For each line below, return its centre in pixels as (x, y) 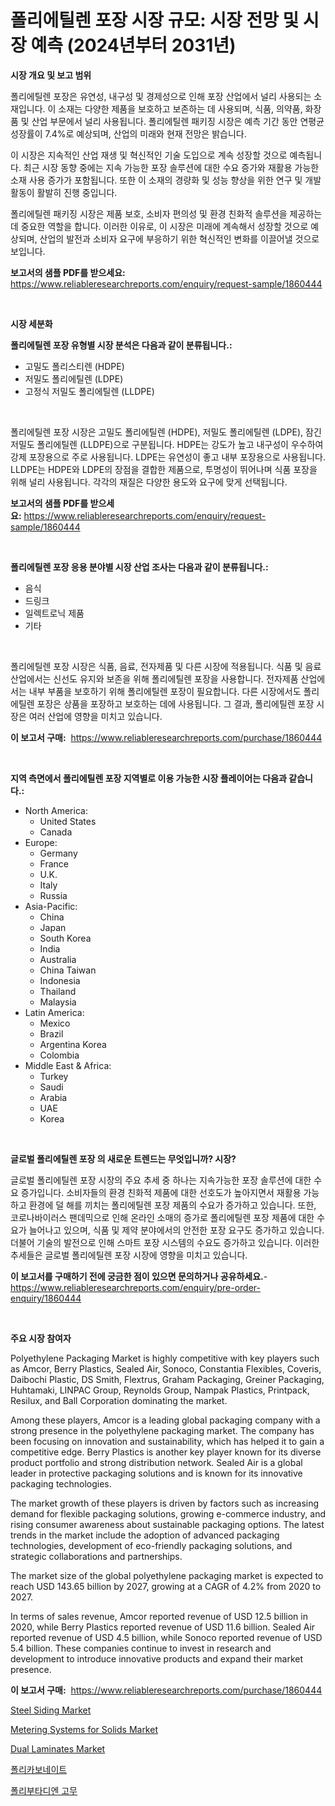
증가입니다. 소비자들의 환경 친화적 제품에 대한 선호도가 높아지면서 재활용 (161, 1192)
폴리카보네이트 (39, 1769)
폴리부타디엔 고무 (44, 1790)
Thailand (58, 991)
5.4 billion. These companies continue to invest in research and (141, 1648)
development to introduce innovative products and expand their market (157, 1658)
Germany (58, 853)
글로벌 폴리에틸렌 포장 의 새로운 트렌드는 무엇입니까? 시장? (123, 1158)
